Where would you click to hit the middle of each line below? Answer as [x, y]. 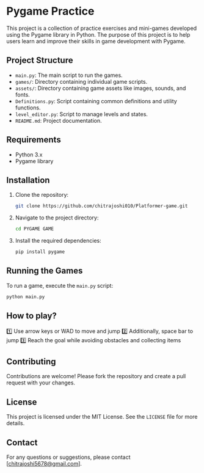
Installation [28, 180]
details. [16, 424]
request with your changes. [41, 383]
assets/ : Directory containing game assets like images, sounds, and [100, 88]
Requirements [34, 140]
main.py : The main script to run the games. [69, 75]
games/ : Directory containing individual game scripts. [81, 81]
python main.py [26, 297]
